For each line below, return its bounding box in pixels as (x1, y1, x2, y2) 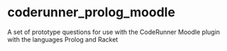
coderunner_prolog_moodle (7, 4, 176, 21)
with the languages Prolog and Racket (7, 35, 118, 43)
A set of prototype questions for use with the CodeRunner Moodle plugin (7, 28, 221, 36)
